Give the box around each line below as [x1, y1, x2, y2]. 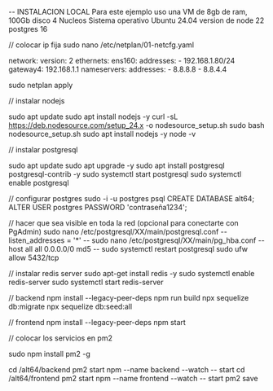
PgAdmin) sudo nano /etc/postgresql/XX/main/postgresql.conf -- [8, 227, 228, 236]
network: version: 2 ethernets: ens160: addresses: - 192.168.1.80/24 [8, 56, 236, 65]
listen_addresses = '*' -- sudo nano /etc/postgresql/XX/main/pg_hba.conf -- [8, 235, 265, 245]
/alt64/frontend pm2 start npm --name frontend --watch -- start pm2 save [8, 374, 258, 383]
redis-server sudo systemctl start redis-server [8, 277, 164, 287]
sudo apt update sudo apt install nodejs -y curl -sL [8, 112, 178, 121]
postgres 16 [8, 24, 48, 33]
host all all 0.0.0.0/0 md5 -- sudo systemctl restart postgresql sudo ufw [8, 244, 249, 253]
